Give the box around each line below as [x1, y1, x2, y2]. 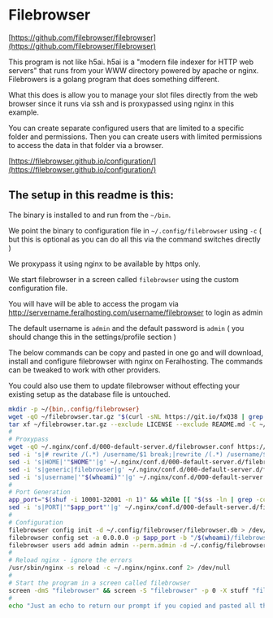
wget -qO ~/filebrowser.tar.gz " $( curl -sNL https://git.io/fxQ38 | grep [8, 412, 264, 420]
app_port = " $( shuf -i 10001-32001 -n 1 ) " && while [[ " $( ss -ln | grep [8, 496, 253, 504]
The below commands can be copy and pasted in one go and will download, [8, 347, 264, 357]
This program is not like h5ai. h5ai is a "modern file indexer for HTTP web [8, 57, 254, 67]
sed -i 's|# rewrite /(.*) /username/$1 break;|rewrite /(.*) [8, 450, 223, 459]
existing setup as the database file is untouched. [8, 389, 171, 399]
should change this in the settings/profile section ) [8, 332, 177, 342]
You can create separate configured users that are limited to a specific [8, 123, 245, 133]
